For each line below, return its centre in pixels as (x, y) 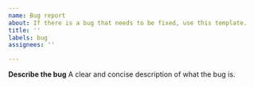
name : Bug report (37, 15)
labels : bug (28, 38)
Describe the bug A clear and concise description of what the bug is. (122, 74)
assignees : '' (32, 45)
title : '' (25, 30)
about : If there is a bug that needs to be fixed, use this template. (128, 23)
